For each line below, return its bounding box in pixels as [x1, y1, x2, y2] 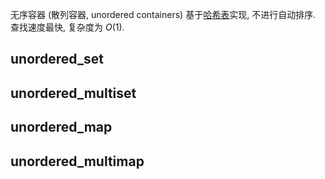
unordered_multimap [10, 153, 145, 170]
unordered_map [10, 119, 113, 136]
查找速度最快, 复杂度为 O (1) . [10, 21, 125, 33]
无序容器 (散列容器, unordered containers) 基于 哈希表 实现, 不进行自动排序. [10, 9, 317, 20]
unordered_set [10, 51, 104, 68]
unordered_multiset [10, 84, 137, 102]
